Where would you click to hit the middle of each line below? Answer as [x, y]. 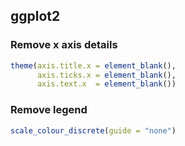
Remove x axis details [64, 45]
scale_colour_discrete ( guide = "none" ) [93, 130]
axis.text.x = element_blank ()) [106, 84]
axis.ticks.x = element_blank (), [106, 75]
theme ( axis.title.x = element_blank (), [93, 65]
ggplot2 [35, 16]
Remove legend [49, 110]
